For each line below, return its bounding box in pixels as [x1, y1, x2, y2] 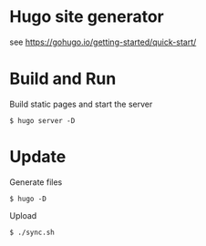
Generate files [9, 176, 63, 188]
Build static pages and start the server [9, 98, 153, 109]
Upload [9, 210, 37, 220]
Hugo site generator [9, 6, 164, 27]
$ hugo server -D [9, 116, 76, 125]
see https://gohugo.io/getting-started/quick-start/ [9, 36, 197, 47]
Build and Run [9, 68, 117, 89]
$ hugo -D [9, 194, 47, 203]
